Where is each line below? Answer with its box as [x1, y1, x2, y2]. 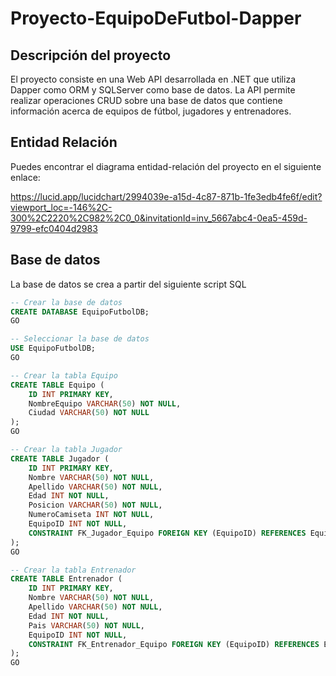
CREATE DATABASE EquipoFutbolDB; [10, 307, 150, 317]
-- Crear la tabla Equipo [10, 370, 118, 381]
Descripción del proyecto [10, 47, 172, 64]
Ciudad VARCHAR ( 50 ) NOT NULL [28, 408, 150, 418]
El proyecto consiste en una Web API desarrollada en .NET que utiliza [10, 73, 296, 85]
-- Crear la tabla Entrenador [10, 565, 137, 575]
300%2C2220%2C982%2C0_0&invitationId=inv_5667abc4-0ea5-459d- [10, 212, 308, 224]
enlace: [10, 171, 41, 183]
